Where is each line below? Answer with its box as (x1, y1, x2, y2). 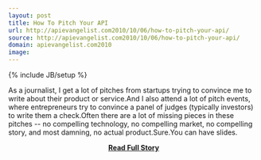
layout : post (8, 11, 52, 20)
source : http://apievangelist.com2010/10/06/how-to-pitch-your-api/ (8, 33, 240, 42)
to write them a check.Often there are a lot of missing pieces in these (8, 111, 235, 120)
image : (8, 48, 30, 56)
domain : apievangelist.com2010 (8, 41, 112, 49)
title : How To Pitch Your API (8, 19, 109, 27)
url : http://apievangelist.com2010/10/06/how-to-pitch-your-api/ (8, 26, 229, 34)
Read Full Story (107, 143, 160, 152)
